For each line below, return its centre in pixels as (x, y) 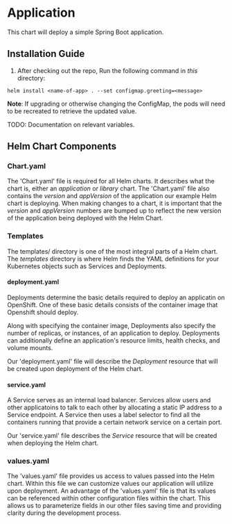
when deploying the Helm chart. (53, 443)
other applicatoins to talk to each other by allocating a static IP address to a (115, 407)
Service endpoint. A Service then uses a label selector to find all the (104, 415)
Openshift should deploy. (43, 312)
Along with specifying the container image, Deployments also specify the (111, 325)
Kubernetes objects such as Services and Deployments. (87, 266)
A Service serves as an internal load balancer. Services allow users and (109, 400)
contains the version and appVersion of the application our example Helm (112, 196)
